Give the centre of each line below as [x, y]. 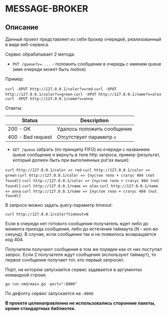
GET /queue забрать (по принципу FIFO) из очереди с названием [81, 149]
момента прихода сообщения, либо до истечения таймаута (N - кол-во [82, 229]
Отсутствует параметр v [87, 137]
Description [94, 120]
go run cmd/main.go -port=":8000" [41, 284]
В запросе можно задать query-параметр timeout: [59, 205]
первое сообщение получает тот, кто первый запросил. [65, 260]
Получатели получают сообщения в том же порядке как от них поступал [83, 249]
